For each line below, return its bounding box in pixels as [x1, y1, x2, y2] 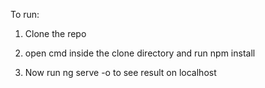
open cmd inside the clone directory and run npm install [24, 47, 256, 59]
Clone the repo [24, 28, 87, 39]
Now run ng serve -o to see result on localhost [24, 67, 217, 78]
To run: [10, 9, 40, 20]
